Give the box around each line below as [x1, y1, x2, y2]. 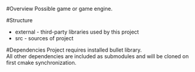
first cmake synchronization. [6, 59, 77, 66]
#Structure [6, 17, 33, 23]
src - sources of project [14, 35, 74, 41]
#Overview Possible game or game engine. [6, 5, 113, 12]
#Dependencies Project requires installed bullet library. [6, 46, 142, 53]
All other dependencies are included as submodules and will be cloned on [6, 53, 189, 59]
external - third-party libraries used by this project [14, 28, 139, 35]
